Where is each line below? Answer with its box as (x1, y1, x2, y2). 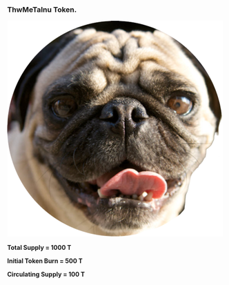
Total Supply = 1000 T (7, 244, 72, 252)
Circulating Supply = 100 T (7, 271, 85, 279)
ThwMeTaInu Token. (7, 5, 77, 14)
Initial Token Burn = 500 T (7, 257, 83, 265)
